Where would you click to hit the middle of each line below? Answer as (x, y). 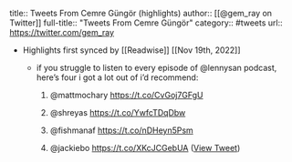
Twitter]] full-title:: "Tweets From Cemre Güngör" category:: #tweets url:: (146, 23)
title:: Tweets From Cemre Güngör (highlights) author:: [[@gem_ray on (141, 13)
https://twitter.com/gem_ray (62, 32)
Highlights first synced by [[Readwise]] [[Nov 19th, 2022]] (131, 50)
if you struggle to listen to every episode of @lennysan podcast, (156, 68)
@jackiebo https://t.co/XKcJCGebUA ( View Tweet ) (145, 148)
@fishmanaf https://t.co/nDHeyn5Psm (121, 130)
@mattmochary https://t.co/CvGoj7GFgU (126, 95)
